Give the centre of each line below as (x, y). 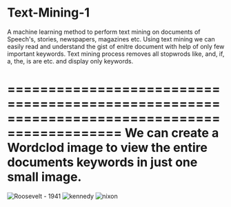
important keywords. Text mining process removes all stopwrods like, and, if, (116, 54)
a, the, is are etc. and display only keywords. (70, 61)
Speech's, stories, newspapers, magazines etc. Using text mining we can (111, 39)
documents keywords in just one (102, 162)
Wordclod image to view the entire (108, 148)
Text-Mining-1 (49, 13)
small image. (44, 177)
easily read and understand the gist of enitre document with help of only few (116, 46)
